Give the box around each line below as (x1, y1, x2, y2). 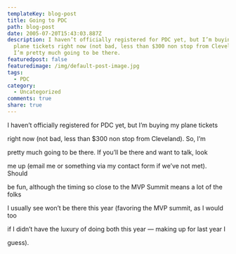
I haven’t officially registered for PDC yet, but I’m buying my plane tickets (7, 121, 218, 129)
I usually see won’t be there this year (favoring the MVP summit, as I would (7, 203, 223, 212)
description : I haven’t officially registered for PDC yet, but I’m (7, 36, 212, 44)
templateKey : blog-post (7, 10, 77, 18)
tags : (7, 69, 23, 76)
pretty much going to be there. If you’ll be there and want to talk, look (7, 148, 209, 156)
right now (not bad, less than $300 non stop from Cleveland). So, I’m (7, 134, 206, 142)
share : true (7, 102, 42, 109)
